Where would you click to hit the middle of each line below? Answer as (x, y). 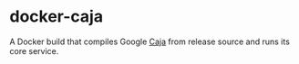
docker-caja (56, 17)
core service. (34, 50)
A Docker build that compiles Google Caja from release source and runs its (149, 41)
